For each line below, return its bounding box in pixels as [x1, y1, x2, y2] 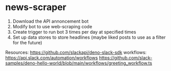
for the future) [12, 39, 42, 45]
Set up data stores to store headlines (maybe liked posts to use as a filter [12, 34, 166, 40]
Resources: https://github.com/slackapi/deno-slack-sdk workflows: [5, 49, 147, 55]
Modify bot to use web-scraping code [12, 23, 93, 29]
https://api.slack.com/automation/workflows [5, 54, 98, 60]
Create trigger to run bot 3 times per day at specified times [12, 29, 136, 35]
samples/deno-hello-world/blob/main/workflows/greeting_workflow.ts [5, 60, 153, 66]
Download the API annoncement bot [12, 18, 89, 24]
